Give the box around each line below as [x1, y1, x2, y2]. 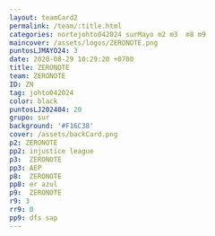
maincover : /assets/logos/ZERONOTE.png [9, 38, 159, 48]
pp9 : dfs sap [9, 213, 58, 223]
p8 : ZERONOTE [9, 171, 63, 180]
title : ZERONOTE [9, 64, 70, 73]
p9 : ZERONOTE [9, 188, 63, 197]
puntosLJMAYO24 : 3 [9, 47, 78, 56]
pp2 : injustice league [9, 146, 94, 155]
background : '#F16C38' [9, 122, 94, 131]
